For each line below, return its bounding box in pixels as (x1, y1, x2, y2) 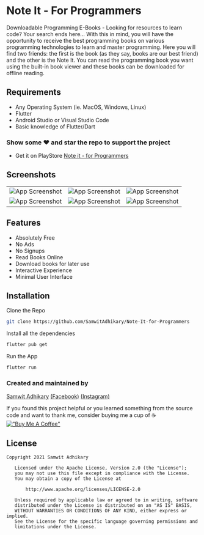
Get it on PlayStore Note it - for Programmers (15, 152, 129, 160)
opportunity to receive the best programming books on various (6, 37, 165, 44)
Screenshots (6, 169, 56, 180)
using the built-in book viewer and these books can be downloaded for (6, 62, 185, 70)
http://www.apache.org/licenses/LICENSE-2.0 (25, 487, 140, 493)
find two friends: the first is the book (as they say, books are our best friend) (6, 50, 199, 57)
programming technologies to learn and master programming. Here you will (6, 43, 196, 51)
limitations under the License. (14, 524, 97, 530)
